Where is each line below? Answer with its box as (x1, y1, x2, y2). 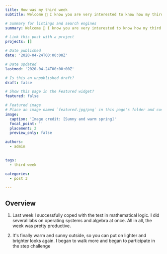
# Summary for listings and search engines (5, 21, 97, 26)
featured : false (5, 94, 39, 99)
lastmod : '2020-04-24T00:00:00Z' (5, 66, 75, 71)
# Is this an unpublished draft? (5, 75, 75, 80)
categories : (5, 171, 30, 176)
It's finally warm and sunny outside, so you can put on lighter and (12, 232, 147, 238)
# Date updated (5, 62, 37, 67)
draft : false (5, 80, 32, 85)
